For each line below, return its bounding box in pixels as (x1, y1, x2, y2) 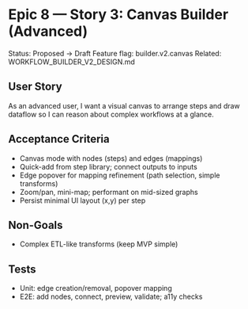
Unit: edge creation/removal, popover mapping (19, 284, 172, 293)
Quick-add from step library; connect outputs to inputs (19, 162, 197, 171)
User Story (8, 80, 62, 93)
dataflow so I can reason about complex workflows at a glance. (8, 109, 215, 119)
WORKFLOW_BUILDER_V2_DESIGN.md (8, 57, 136, 67)
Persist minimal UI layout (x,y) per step (19, 196, 146, 205)
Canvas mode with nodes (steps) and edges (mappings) (19, 153, 203, 163)
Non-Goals (8, 218, 63, 231)
